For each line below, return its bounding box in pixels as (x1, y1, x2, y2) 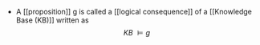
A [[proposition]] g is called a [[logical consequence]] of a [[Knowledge (15, 7, 253, 16)
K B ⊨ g (123, 28, 151, 37)
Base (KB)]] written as (15, 15, 90, 25)
